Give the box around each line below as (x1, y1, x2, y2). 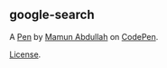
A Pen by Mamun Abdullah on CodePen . (9, 31, 159, 42)
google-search (9, 7, 95, 23)
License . (9, 49, 42, 60)
